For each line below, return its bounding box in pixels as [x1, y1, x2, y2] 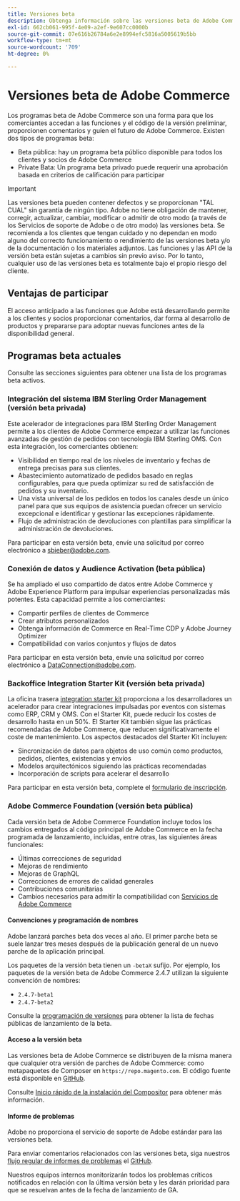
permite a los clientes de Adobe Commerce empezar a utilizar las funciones [7, 427, 231, 435]
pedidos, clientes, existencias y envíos [17, 754, 131, 763]
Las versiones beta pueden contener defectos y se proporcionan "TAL [7, 198, 214, 207]
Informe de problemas [7, 1112, 75, 1120]
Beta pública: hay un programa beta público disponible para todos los [17, 147, 223, 156]
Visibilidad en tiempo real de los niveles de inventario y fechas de [17, 455, 211, 465]
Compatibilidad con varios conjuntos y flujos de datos [17, 639, 176, 648]
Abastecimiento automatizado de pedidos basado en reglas [17, 471, 194, 480]
